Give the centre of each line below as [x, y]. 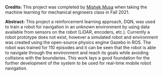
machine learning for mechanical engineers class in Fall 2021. [67, 12]
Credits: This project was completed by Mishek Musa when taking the [76, 7]
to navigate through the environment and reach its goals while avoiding [77, 53]
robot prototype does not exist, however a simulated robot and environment [81, 37]
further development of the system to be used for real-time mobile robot [78, 63]
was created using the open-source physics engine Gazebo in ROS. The [78, 42]
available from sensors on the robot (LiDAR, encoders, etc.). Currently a [78, 32]
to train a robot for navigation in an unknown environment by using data [77, 27]
